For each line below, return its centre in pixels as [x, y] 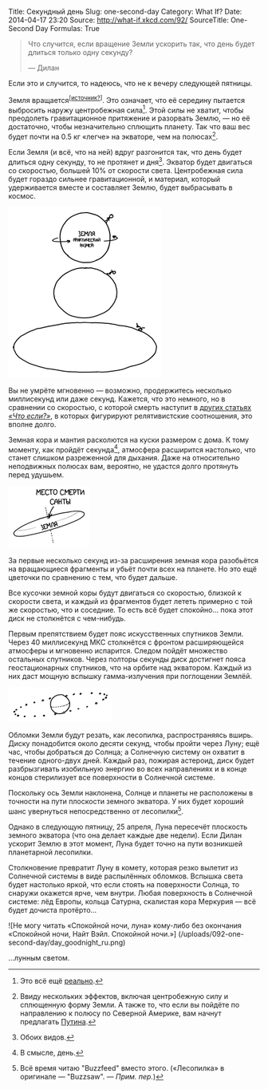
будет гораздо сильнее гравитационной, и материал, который [114, 179]
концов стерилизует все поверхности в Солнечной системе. [112, 778]
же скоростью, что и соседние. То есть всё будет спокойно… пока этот [131, 610]
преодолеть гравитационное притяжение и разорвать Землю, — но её [129, 118]
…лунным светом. [39, 957]
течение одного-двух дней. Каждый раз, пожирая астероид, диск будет [132, 760]
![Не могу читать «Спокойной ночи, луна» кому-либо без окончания [125, 925]
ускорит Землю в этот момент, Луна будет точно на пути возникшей [126, 843]
